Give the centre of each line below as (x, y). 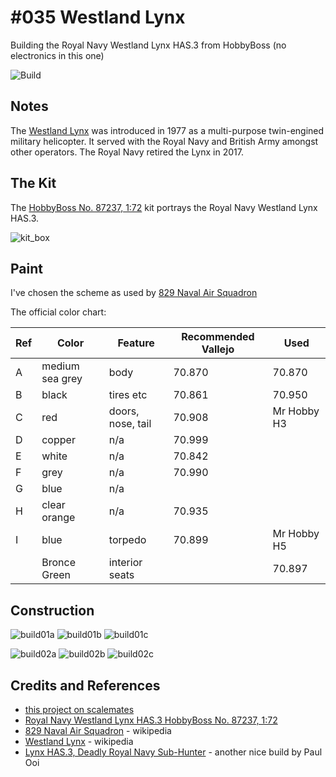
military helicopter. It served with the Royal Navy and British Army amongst (164, 141)
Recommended (218, 337)
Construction (52, 610)
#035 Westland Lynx (98, 17)
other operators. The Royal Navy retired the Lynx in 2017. (127, 152)
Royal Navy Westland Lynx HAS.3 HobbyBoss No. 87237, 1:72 (151, 720)
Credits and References (85, 685)
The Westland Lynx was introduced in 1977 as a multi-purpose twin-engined (167, 130)
